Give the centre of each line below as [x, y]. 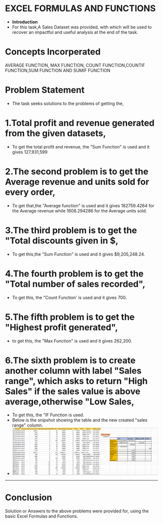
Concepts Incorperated [53, 52]
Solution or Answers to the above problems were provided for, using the [77, 511]
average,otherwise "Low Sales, [70, 401]
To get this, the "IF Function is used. [48, 415]
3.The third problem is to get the [71, 230]
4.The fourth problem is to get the [74, 273]
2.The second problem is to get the [77, 172]
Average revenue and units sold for [77, 182]
